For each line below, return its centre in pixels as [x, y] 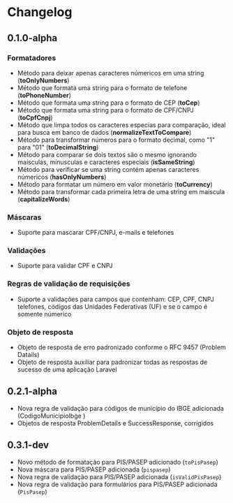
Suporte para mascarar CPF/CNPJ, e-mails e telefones [96, 233]
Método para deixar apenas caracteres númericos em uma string [111, 73]
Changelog [40, 12]
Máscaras [24, 217]
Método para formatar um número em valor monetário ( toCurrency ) [115, 184]
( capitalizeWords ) [44, 199]
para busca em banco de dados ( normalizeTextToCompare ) [104, 132]
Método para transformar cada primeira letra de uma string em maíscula [121, 191]
